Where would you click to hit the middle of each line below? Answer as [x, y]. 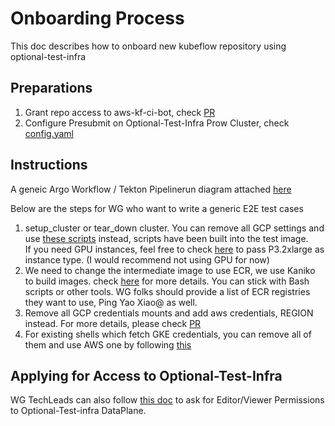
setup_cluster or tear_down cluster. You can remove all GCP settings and [174, 228]
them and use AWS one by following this [108, 344]
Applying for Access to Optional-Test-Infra [146, 375]
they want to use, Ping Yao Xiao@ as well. [111, 302]
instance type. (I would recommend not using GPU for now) [147, 259]
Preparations [51, 88]
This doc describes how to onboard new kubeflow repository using [148, 46]
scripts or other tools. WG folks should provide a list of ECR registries [167, 291]
